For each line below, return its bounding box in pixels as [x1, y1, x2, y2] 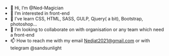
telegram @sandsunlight [10, 45, 62, 51]
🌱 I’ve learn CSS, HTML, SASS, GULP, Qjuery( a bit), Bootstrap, [10, 16, 143, 21]
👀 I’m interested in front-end [10, 10, 70, 16]
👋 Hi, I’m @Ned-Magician [10, 5, 64, 11]
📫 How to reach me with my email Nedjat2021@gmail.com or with [10, 38, 150, 43]
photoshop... [10, 21, 37, 27]
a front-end [10, 32, 35, 38]
